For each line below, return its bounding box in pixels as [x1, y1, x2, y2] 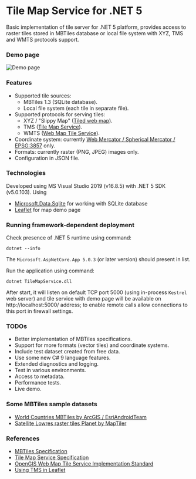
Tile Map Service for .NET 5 [6, 4, 143, 18]
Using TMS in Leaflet [14, 467, 66, 474]
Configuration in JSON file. [14, 154, 80, 161]
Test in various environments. [14, 367, 86, 374]
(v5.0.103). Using [6, 188, 47, 195]
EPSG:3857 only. [14, 142, 56, 149]
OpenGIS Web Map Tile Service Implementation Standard [14, 460, 154, 467]
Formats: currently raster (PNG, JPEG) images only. [14, 148, 139, 155]
